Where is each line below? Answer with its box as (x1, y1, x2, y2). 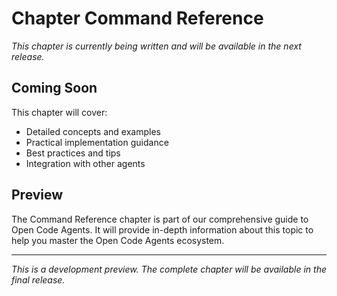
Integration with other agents (25, 157, 146, 169)
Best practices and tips (25, 147, 121, 159)
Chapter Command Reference (11, 7, 264, 30)
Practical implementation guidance (25, 136, 169, 148)
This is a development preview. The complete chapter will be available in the (11, 263, 327, 275)
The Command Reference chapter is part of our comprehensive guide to (11, 213, 309, 225)
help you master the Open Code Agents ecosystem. (11, 234, 225, 246)
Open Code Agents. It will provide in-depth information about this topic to (11, 223, 314, 236)
